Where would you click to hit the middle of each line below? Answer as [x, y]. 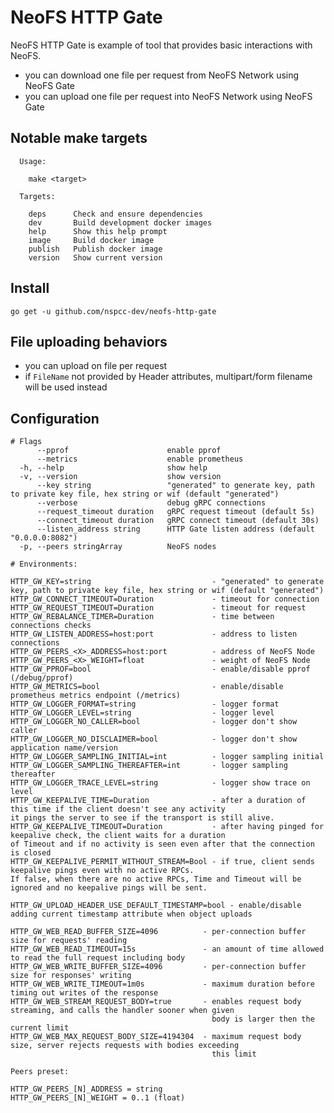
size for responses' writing [71, 976]
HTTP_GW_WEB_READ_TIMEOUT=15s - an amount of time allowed [167, 949]
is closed [31, 853]
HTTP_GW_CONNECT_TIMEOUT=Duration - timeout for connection [165, 599]
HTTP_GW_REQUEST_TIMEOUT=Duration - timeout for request [158, 608]
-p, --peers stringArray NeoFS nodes [118, 547]
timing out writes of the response [84, 993]
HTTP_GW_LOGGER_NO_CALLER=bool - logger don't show [154, 722]
